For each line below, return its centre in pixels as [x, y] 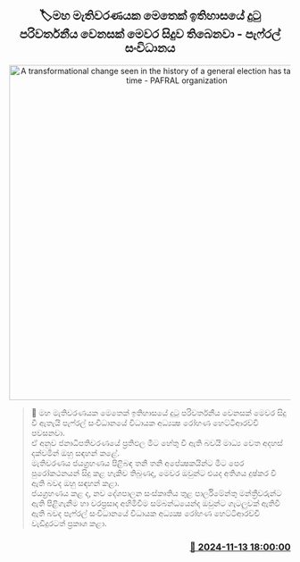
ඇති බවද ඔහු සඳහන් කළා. [75, 482]
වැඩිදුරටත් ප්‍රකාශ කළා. [69, 523]
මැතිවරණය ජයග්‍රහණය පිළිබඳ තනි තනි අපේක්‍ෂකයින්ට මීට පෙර [137, 463]
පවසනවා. [48, 432]
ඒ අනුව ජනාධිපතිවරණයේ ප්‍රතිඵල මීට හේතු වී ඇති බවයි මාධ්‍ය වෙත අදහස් [157, 442]
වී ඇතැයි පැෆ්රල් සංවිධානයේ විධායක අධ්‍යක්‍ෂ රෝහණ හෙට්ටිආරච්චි [145, 423]
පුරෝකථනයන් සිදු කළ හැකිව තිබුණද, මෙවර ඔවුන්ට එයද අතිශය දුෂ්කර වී [154, 473]
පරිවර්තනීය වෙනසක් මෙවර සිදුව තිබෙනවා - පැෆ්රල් [150, 34]
